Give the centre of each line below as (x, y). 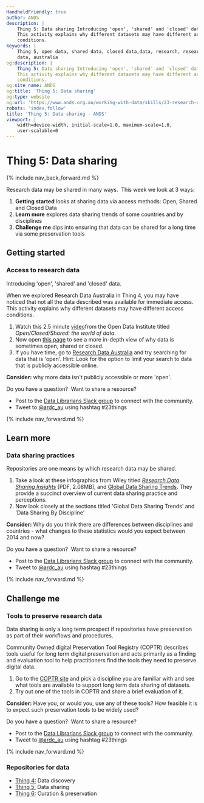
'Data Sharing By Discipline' (50, 513)
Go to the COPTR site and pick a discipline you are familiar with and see (105, 679)
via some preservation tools (50, 233)
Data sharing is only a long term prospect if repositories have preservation (99, 629)
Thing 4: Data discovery (45, 780)
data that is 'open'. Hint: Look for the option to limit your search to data (104, 359)
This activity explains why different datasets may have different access (95, 308)
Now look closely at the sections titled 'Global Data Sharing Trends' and (105, 507)
